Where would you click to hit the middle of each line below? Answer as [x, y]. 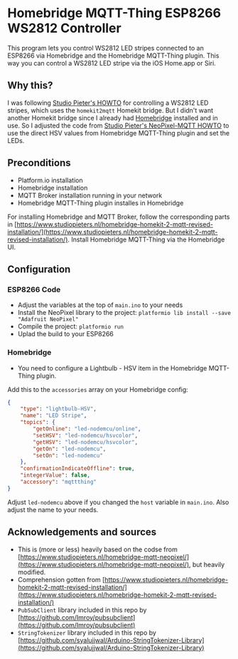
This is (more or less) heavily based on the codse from [97, 549]
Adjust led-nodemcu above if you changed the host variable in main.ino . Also [118, 502]
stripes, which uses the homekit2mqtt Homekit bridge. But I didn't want [110, 110]
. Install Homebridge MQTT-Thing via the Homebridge [146, 239]
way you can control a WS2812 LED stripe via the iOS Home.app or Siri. [112, 63]
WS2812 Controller [65, 28]
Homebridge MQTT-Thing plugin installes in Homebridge [101, 203]
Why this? [30, 86]
